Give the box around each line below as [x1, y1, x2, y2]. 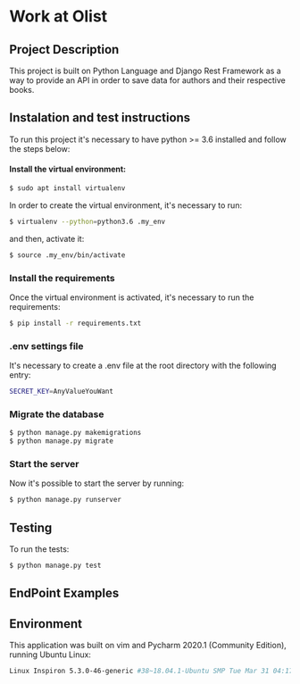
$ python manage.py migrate [9, 437, 114, 446]
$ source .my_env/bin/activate [9, 250, 126, 260]
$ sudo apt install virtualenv [9, 184, 126, 193]
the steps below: [9, 143, 71, 154]
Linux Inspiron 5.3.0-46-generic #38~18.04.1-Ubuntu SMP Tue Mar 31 [9, 667, 270, 676]
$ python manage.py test [9, 561, 102, 571]
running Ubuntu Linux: [9, 649, 92, 660]
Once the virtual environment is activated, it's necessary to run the [9, 292, 254, 303]
